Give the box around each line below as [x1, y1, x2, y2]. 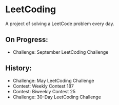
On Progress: [5, 35, 49, 44]
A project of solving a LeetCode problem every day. [5, 20, 114, 27]
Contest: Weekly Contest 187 [12, 83, 74, 89]
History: [5, 64, 32, 73]
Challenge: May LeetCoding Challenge [12, 77, 94, 83]
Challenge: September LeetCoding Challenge [12, 49, 109, 55]
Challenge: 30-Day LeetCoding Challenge [12, 94, 102, 100]
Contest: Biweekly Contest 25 [12, 88, 76, 94]
